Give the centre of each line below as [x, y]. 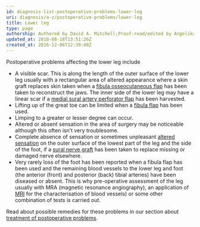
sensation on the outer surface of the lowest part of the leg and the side [103, 143]
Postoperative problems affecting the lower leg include [74, 62]
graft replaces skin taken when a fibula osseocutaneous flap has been [101, 86]
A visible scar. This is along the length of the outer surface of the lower [102, 73]
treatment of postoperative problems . [52, 217]
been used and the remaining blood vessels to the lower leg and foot [99, 168]
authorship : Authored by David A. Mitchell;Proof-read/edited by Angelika [101, 34]
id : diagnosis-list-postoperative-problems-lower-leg [74, 12]
